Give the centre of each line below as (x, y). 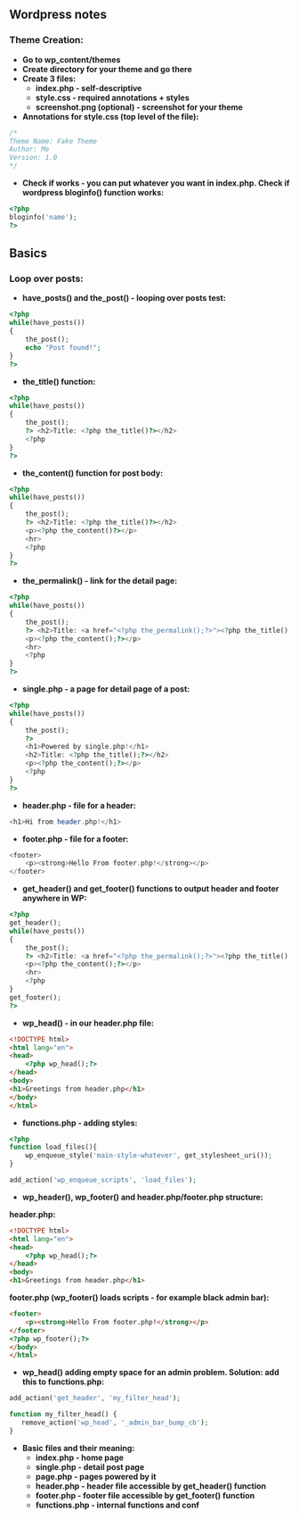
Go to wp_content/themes (71, 59)
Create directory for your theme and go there (107, 69)
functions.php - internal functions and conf (117, 1505)
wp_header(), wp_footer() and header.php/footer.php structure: (143, 1197)
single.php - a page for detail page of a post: (106, 689)
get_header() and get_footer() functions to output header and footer (150, 889)
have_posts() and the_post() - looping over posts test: (124, 298)
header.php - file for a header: (79, 805)
